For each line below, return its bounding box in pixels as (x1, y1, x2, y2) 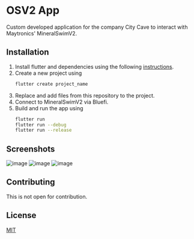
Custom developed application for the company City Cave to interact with (6, 23, 188, 31)
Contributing (6, 177, 55, 187)
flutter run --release (14, 127, 72, 134)
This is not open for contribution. (6, 193, 88, 200)
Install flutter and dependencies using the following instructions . (14, 63, 174, 70)
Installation (6, 47, 49, 58)
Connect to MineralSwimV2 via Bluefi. (14, 98, 109, 105)
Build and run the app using (14, 104, 83, 111)
